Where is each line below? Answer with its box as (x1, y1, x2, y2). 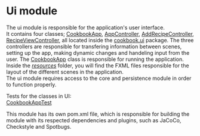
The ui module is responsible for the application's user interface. (6, 24, 165, 31)
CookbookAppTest (6, 98, 52, 106)
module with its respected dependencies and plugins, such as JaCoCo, (6, 116, 181, 123)
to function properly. (6, 81, 57, 88)
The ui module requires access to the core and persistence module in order (6, 75, 192, 82)
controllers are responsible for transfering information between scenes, (6, 43, 182, 50)
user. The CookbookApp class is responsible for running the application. (6, 55, 184, 63)
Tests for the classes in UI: (6, 92, 72, 100)
